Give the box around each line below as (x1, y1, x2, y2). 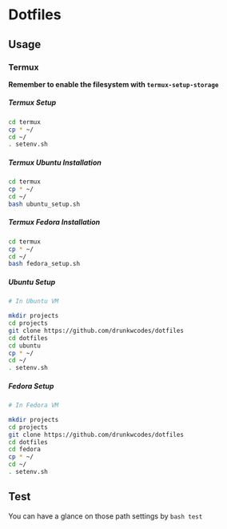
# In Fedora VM (8, 402, 59, 410)
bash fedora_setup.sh (8, 260, 81, 268)
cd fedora (8, 446, 42, 454)
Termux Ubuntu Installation (8, 158, 102, 167)
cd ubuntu (8, 342, 42, 350)
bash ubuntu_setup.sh (8, 200, 81, 208)
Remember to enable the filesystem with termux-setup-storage (8, 79, 219, 89)
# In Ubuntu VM (8, 298, 59, 306)
